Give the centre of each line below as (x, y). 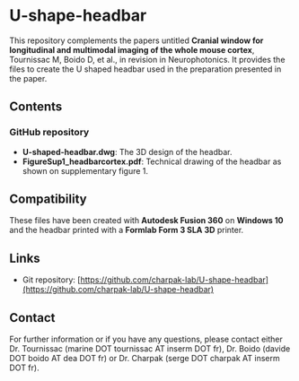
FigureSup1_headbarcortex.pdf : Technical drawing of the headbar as (152, 161)
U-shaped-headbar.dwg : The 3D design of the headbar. (127, 152)
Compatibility (48, 199)
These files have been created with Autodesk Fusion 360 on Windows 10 (146, 221)
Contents (36, 107)
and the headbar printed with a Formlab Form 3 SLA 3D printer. (127, 230)
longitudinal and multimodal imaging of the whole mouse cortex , (132, 49)
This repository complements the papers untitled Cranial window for (136, 40)
